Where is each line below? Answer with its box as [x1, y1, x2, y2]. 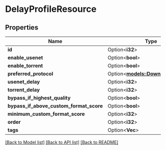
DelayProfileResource [5, 3, 97, 15]
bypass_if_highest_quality [7, 95, 71, 101]
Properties [5, 23, 39, 32]
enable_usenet [7, 54, 43, 61]
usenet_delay [7, 78, 41, 85]
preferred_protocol [7, 70, 53, 77]
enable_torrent [7, 62, 43, 69]
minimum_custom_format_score [7, 110, 85, 117]
